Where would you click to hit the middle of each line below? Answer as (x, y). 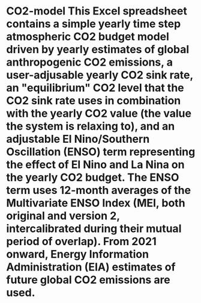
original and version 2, (63, 216)
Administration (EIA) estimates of (91, 267)
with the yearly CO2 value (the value (99, 114)
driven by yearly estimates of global (98, 50)
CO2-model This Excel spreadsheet (97, 11)
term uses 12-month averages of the (98, 190)
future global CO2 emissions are (88, 280)
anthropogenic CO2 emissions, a (89, 62)
